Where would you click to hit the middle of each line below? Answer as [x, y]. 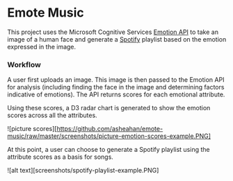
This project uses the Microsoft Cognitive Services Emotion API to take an [113, 32]
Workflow [24, 64]
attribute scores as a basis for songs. [60, 157]
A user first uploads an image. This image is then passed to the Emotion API [116, 80]
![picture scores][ [32, 129]
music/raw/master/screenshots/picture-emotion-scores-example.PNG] [109, 136]
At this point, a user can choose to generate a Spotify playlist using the [109, 150]
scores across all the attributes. [52, 115]
